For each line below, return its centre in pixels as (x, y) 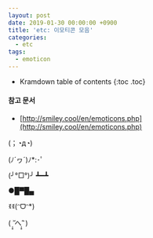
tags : (17, 52)
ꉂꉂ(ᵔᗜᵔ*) (22, 207)
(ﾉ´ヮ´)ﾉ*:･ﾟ (26, 160)
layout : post (29, 15)
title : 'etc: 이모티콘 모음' (51, 30)
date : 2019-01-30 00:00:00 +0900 (63, 23)
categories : (27, 37)
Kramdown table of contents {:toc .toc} (82, 81)
